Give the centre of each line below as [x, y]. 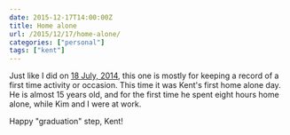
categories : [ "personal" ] [57, 42]
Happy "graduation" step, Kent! [67, 122]
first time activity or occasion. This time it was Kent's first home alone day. [145, 85]
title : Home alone [43, 26]
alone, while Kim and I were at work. [75, 104]
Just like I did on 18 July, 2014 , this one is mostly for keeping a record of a [144, 75]
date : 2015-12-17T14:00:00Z [61, 17]
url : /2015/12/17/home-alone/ [65, 34]
